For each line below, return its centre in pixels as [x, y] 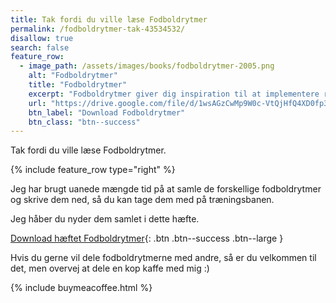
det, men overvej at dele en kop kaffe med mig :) [110, 268]
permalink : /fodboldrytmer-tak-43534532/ [98, 29]
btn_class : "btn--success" [84, 122]
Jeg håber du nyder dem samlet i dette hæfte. [105, 219]
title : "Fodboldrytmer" [78, 85]
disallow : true [42, 38]
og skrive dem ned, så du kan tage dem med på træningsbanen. [142, 200]
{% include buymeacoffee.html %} [81, 288]
